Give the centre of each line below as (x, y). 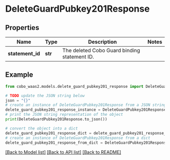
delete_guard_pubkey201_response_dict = (49, 133)
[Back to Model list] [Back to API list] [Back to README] (63, 152)
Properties (22, 28)
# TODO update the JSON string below (45, 95)
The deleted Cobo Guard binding (101, 50)
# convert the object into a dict (42, 128)
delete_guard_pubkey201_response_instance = (53, 110)
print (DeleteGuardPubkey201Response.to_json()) (56, 119)
